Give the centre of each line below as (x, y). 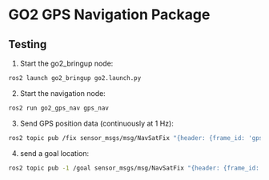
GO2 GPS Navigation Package (109, 15)
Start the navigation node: (62, 93)
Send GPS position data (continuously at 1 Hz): (96, 123)
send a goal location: (54, 153)
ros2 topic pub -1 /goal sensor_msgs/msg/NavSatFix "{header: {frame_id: (134, 168)
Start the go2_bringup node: (66, 63)
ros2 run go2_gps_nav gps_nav (59, 108)
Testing (28, 44)
